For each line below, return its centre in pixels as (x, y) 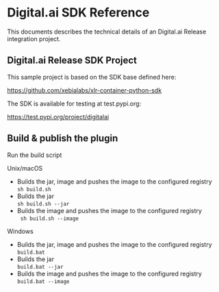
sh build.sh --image (49, 218)
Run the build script (35, 155)
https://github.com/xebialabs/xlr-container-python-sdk (85, 90)
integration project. (34, 38)
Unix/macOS (25, 168)
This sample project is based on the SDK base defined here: (92, 77)
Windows (21, 231)
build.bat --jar (40, 267)
